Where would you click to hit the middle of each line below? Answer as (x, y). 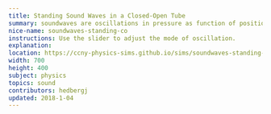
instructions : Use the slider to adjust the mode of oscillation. (122, 38)
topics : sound (32, 83)
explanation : (30, 46)
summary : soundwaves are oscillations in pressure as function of (122, 23)
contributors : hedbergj (48, 90)
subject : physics (38, 75)
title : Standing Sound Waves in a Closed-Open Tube (97, 16)
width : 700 (27, 61)
